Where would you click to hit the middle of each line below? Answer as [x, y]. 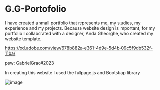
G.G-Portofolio [36, 9]
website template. [23, 39]
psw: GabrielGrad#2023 [30, 63]
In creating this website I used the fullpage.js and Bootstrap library [73, 72]
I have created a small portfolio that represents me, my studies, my [73, 23]
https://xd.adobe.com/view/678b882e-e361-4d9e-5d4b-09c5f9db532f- [79, 48]
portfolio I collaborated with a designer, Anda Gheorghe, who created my [79, 33]
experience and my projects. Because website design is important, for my [80, 28]
